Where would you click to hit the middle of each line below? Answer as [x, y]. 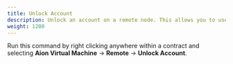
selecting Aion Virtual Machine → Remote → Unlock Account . [97, 53]
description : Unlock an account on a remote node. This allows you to [111, 20]
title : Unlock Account [40, 13]
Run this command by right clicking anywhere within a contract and [103, 46]
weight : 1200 [26, 26]
